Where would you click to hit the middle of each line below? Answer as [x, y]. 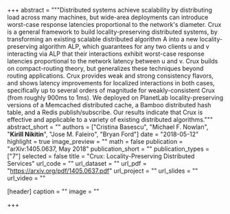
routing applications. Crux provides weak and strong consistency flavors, [111, 76]
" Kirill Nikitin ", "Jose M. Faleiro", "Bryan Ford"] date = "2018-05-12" [103, 134]
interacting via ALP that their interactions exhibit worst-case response [106, 54]
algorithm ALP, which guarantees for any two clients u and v [124, 46]
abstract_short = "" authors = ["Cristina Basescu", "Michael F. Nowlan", [108, 127]
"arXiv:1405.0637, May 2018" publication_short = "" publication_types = [108, 149]
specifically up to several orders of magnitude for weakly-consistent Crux [111, 90]
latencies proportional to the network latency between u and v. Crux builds [113, 61]
